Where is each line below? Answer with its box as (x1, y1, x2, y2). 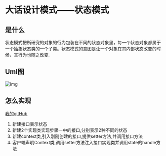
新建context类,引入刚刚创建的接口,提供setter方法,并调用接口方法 (12, 133, 143, 139)
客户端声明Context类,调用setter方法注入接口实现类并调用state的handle (12, 139, 157, 145)
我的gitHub (5, 110, 28, 116)
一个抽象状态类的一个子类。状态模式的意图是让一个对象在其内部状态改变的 (5, 46, 157, 52)
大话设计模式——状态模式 (5, 4, 110, 16)
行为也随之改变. (18, 52, 50, 58)
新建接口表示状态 (12, 121, 47, 127)
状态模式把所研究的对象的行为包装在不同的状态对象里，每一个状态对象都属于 (5, 40, 161, 45)
